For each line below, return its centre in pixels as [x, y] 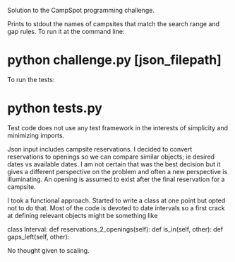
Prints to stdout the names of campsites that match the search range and [114, 24]
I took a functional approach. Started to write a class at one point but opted [116, 200]
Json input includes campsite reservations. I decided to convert [100, 149]
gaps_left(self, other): [38, 237]
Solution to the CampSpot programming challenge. [81, 10]
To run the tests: [31, 79]
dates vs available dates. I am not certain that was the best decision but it [114, 164]
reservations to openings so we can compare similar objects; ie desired [111, 156]
